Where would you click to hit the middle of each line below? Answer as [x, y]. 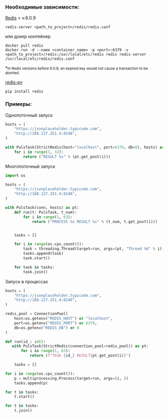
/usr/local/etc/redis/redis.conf [40, 59]
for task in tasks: [34, 267]
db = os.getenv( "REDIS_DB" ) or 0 [47, 328]
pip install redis [24, 91]
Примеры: [18, 104]
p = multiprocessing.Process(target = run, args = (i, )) [71, 378]
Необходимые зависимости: [42, 7]
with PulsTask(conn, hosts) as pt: [42, 208]
